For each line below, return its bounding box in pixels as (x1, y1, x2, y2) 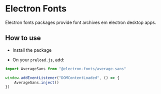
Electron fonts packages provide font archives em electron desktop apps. (5, 19, 156, 25)
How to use (5, 34, 41, 42)
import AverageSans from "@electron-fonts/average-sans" (5, 66, 126, 71)
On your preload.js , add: (12, 57, 64, 63)
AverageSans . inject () (14, 80, 59, 85)
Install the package (12, 47, 52, 53)
